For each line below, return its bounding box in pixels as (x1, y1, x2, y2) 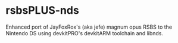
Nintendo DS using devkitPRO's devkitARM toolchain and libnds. (5, 29, 164, 36)
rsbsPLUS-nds (5, 4, 80, 17)
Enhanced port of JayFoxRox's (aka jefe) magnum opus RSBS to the (5, 23, 173, 30)
